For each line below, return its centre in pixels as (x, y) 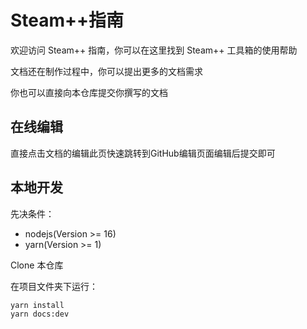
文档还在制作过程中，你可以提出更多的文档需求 (106, 71)
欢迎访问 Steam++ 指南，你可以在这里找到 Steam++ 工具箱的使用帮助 (154, 50)
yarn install (37, 305)
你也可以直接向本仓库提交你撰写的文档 (89, 92)
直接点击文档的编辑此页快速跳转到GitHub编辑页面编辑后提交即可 (143, 153)
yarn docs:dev (40, 314)
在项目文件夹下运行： (54, 286)
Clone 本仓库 (37, 265)
